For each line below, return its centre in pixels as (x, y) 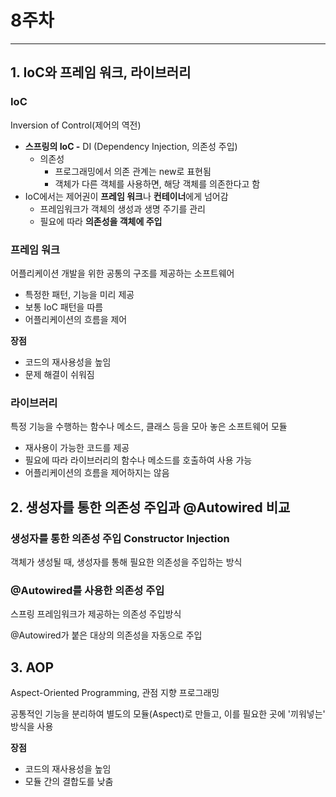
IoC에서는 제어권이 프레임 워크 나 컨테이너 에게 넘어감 (126, 196)
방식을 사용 (32, 727)
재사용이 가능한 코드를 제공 (77, 448)
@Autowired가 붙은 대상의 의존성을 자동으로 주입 (106, 635)
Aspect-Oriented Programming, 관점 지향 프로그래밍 (115, 693)
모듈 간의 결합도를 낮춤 (69, 782)
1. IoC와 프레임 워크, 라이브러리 (101, 72)
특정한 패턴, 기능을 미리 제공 (79, 294)
